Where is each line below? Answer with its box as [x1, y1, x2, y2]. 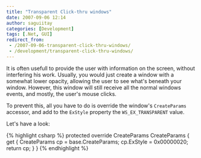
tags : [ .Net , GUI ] [6, 31, 53, 37]
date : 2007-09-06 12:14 [6, 14, 66, 21]
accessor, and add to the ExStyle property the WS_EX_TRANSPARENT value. [6, 108, 185, 115]
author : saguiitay [6, 20, 53, 26]
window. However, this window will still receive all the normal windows [6, 84, 181, 91]
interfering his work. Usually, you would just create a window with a [6, 71, 174, 78]
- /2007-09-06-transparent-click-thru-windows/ [8, 43, 131, 49]
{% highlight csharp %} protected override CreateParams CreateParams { [6, 131, 190, 139]
